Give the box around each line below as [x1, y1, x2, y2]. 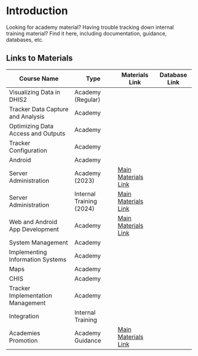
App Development [9, 225, 59, 233]
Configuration [9, 146, 47, 154]
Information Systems [9, 255, 67, 263]
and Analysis [9, 112, 45, 120]
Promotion [9, 336, 38, 344]
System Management [9, 238, 68, 246]
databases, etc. [6, 36, 44, 43]
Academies [9, 329, 41, 337]
